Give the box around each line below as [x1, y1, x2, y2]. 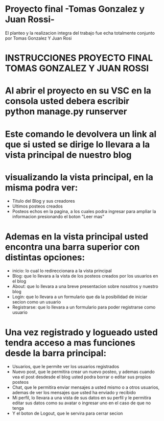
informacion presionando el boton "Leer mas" [12, 214, 104, 220]
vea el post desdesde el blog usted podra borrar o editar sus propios [12, 374, 151, 380]
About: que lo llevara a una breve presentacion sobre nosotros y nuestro [12, 283, 158, 289]
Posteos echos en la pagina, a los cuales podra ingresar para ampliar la [12, 209, 157, 214]
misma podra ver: [5, 182, 78, 193]
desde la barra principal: [5, 348, 107, 358]
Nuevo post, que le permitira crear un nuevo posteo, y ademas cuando [12, 369, 155, 375]
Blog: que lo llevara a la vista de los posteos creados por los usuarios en [12, 273, 158, 279]
